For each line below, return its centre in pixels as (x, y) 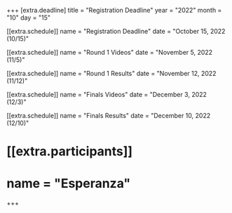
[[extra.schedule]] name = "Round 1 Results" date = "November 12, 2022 (111, 73)
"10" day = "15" (28, 18)
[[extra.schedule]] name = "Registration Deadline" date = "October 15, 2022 (116, 31)
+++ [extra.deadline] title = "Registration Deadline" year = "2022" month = (114, 10)
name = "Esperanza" (69, 184)
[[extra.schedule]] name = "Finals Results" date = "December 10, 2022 (109, 116)
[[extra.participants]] (70, 151)
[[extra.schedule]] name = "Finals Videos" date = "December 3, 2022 (107, 95)
